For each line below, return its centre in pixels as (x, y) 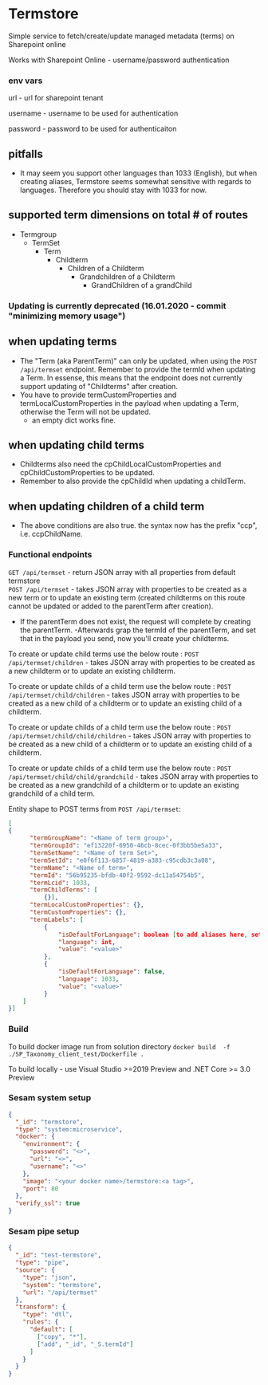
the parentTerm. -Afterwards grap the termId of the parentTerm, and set (138, 630)
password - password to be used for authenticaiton (93, 129)
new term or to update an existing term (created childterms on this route (127, 597)
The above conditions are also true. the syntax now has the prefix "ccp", (138, 525)
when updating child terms (77, 445)
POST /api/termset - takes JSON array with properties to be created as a (128, 589)
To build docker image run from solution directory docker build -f (119, 1046)
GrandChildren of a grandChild (142, 285)
